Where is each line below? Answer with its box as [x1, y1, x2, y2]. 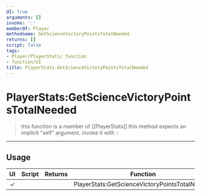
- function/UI [6, 59, 42, 65]
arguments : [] [6, 14, 42, 20]
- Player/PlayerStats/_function [6, 53, 87, 59]
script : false [6, 43, 42, 49]
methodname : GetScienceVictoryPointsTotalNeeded [6, 31, 130, 37]
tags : [6, 48, 20, 54]
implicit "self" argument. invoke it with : [20, 129, 119, 137]
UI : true [6, 8, 28, 15]
